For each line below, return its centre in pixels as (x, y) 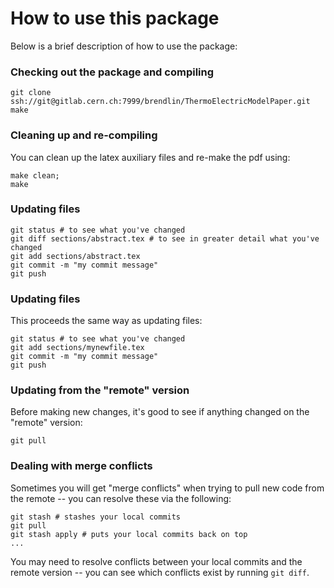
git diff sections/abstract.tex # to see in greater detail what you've (165, 238)
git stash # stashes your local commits (96, 517)
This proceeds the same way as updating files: (106, 321)
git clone (31, 93)
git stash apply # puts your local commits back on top (129, 534)
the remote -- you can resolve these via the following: (121, 498)
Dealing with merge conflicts (81, 466)
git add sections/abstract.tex (75, 256)
